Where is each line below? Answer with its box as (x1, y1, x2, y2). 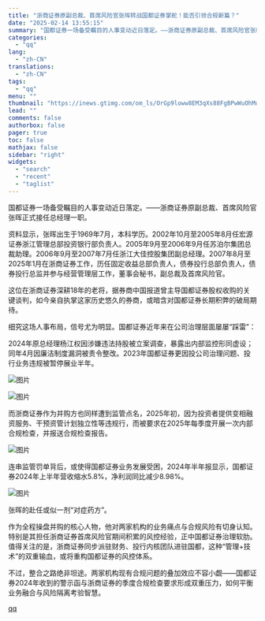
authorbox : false (8, 121, 65, 129)
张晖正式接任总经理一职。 (8, 212, 91, 221)
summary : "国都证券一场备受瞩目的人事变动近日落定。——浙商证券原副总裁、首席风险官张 (8, 26, 256, 34)
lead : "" (8, 107, 37, 115)
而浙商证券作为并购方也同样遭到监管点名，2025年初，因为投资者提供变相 (8, 408, 247, 418)
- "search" (15, 165, 51, 173)
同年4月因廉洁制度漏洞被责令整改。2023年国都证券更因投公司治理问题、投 (8, 348, 251, 358)
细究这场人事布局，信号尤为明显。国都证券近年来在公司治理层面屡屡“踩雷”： (8, 322, 256, 331)
